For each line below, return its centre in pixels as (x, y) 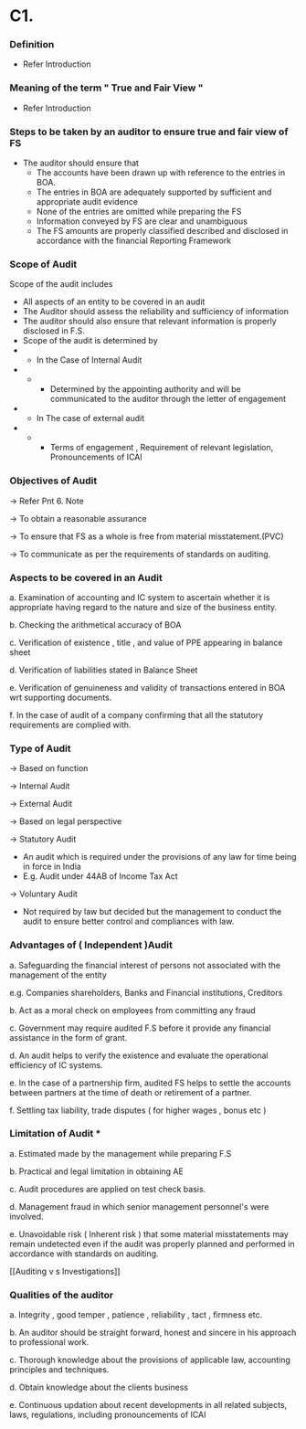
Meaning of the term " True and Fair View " (106, 88)
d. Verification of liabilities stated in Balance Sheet (104, 670)
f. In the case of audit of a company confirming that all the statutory (137, 714)
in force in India (52, 867)
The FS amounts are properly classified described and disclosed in (162, 231)
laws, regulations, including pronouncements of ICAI (108, 1415)
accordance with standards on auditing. (84, 1254)
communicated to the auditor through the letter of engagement (168, 399)
